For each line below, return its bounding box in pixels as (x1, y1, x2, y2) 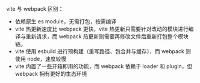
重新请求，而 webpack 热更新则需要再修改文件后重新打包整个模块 (25, 33, 189, 40)
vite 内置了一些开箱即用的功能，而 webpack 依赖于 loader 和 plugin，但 (14, 63, 193, 70)
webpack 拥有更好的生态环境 (14, 70, 87, 77)
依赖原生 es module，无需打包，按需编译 (14, 18, 117, 25)
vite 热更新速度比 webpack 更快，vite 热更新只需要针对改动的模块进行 (14, 26, 189, 32)
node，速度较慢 (27, 56, 67, 62)
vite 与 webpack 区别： (6, 5, 64, 12)
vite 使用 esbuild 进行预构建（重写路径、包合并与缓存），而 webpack (14, 48, 185, 55)
